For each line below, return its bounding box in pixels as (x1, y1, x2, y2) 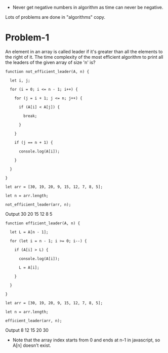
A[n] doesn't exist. (12, 342, 52, 348)
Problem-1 (5, 32, 50, 44)
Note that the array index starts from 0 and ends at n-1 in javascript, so (12, 337, 160, 343)
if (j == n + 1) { (14, 140, 53, 145)
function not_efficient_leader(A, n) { (5, 69, 90, 74)
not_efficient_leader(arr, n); (5, 202, 71, 207)
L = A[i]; (18, 265, 39, 270)
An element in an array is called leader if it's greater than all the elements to (5, 48, 163, 55)
